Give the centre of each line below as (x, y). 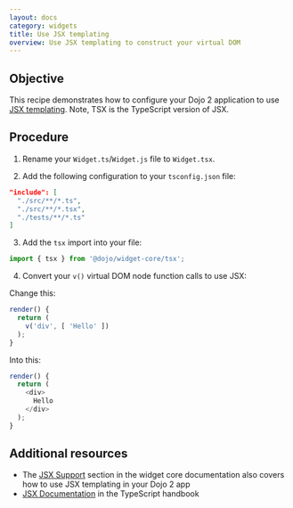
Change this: (33, 293)
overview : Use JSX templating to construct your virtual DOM (125, 42)
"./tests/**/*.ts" (52, 217)
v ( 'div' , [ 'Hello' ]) (67, 326)
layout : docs (33, 17)
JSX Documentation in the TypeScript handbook (110, 494)
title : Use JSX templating (59, 34)
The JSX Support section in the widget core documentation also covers (153, 475)
